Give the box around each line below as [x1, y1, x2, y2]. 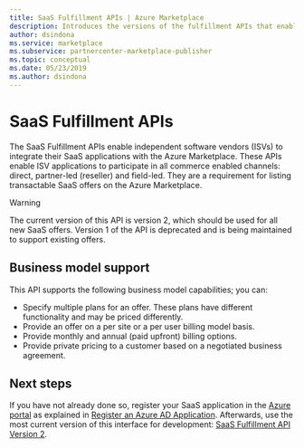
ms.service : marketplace [9, 38, 103, 48]
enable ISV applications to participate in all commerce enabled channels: [9, 160, 280, 171]
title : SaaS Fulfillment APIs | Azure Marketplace [9, 13, 204, 23]
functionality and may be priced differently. [22, 311, 184, 322]
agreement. [22, 349, 66, 360]
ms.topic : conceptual [9, 55, 91, 64]
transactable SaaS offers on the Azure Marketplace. [9, 179, 203, 190]
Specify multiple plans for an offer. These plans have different [22, 301, 253, 312]
